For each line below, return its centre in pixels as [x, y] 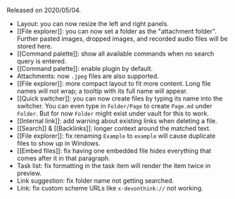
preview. [29, 173]
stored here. [34, 46]
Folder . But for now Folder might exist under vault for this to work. [113, 113]
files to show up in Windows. [58, 143]
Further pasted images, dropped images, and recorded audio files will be [122, 39]
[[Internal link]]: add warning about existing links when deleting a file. [117, 121]
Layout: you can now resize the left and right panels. [93, 24]
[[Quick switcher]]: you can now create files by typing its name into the [120, 98]
